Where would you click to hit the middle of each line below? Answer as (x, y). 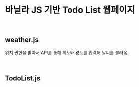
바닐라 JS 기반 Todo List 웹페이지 (70, 10)
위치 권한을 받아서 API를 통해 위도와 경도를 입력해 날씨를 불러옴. (67, 52)
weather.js (22, 40)
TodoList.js (23, 78)
